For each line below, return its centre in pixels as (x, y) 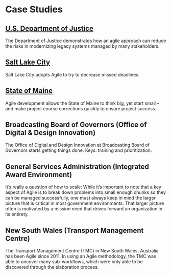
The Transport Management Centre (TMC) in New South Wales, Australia (82, 251)
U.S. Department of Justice (49, 28)
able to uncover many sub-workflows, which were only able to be (74, 262)
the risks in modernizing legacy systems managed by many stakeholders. (82, 46)
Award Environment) (39, 175)
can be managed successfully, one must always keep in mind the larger (80, 198)
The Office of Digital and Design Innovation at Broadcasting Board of (77, 145)
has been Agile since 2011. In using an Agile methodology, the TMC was (81, 256)
